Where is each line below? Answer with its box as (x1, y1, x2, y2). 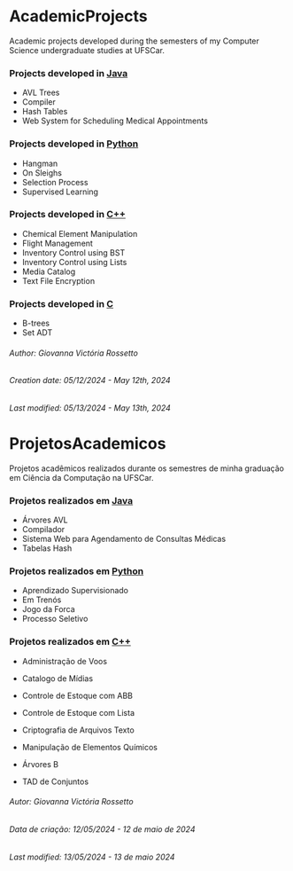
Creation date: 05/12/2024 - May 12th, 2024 (9, 375, 171, 386)
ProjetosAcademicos (9, 434, 166, 454)
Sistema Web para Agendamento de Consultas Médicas (21, 534, 227, 545)
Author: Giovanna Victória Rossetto (9, 348, 139, 358)
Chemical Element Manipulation (21, 228, 138, 239)
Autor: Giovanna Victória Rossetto (9, 796, 135, 807)
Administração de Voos (21, 655, 108, 666)
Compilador (21, 524, 66, 535)
